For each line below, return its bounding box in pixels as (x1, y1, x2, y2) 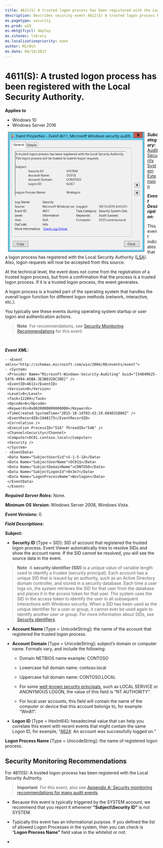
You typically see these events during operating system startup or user (5, 308, 147, 314)
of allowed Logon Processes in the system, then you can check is (12, 824, 143, 830)
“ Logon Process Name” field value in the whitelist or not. (12, 829, 127, 835)
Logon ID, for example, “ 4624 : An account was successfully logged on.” (12, 728, 156, 734)
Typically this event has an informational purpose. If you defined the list (12, 819, 155, 825)
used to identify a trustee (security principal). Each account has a (16, 570, 148, 575)
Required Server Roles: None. (5, 493, 65, 498)
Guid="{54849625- (122, 372, 158, 376)
